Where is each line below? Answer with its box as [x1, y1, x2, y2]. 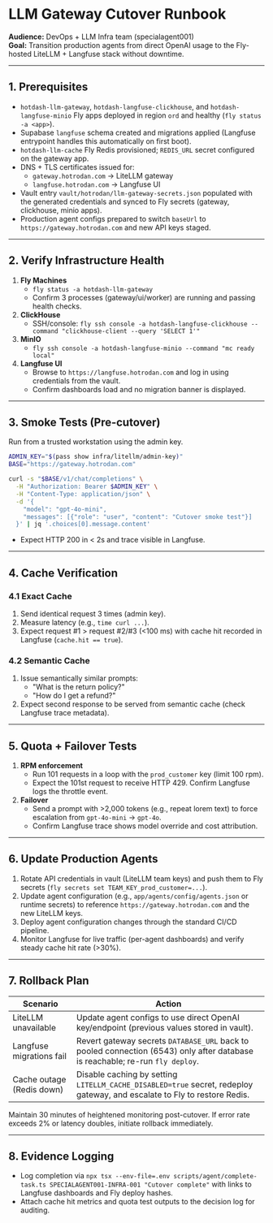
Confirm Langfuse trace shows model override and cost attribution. [32, 821, 258, 831]
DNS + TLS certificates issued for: [19, 162, 136, 171]
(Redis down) [12, 1083, 63, 1095]
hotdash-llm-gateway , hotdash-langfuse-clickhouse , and [19, 102, 209, 111]
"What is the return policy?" [32, 682, 126, 692]
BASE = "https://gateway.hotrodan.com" [8, 460, 136, 469]
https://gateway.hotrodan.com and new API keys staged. [19, 223, 211, 232]
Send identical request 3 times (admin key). [19, 608, 167, 618]
